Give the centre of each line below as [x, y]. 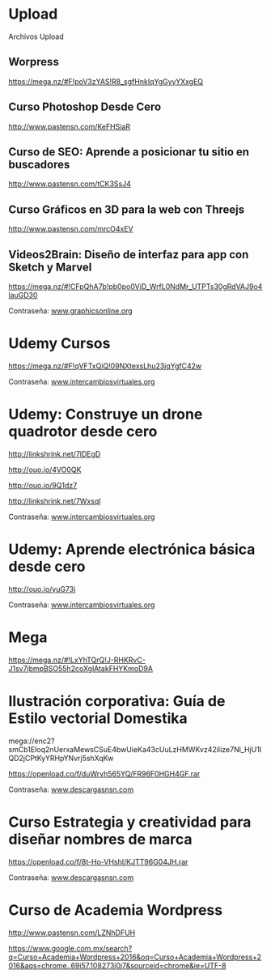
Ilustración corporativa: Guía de [117, 701]
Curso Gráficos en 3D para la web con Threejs [127, 209]
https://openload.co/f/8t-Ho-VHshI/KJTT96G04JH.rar [98, 861]
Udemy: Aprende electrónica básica [132, 549]
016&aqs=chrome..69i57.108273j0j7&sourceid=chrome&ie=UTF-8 [117, 965]
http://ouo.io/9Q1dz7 [43, 485]
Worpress [34, 62]
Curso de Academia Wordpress [116, 910]
